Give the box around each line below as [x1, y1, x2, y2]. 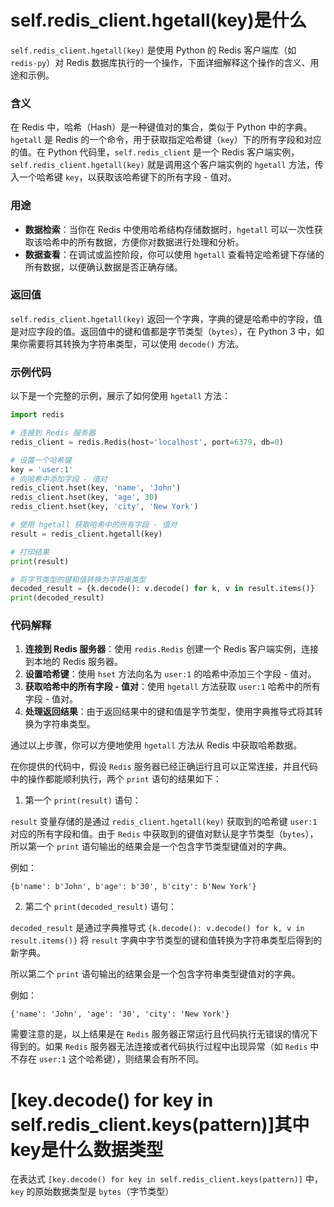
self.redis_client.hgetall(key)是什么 [10, 9, 307, 32]
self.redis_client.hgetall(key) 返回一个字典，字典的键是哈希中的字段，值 [10, 312, 323, 325]
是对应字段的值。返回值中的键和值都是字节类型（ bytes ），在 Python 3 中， [10, 325, 316, 337]
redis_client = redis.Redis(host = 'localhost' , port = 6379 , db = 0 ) [10, 437, 284, 447]
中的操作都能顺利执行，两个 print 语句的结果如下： [10, 773, 222, 785]
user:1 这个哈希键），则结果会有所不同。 [38, 1053, 205, 1065]
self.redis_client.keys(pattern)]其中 [10, 1113, 310, 1136]
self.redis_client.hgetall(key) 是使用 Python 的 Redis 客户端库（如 [10, 44, 297, 56]
